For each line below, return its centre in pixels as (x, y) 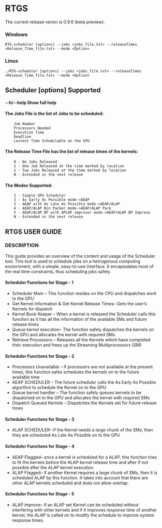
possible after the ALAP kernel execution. (53, 467)
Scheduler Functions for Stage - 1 (39, 282)
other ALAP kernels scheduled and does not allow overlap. (70, 483)
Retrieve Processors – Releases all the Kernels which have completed (81, 340)
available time (26, 377)
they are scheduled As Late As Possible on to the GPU (66, 435)
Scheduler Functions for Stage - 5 (40, 494)
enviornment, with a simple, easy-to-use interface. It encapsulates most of (79, 266)
